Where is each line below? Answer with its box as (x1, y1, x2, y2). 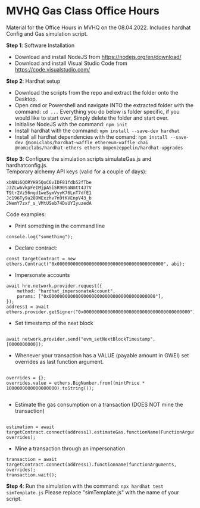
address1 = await (6, 304, 49, 310)
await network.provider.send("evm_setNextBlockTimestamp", (6, 336, 156, 342)
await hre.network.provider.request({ (6, 283, 102, 289)
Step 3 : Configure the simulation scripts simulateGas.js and (6, 155, 152, 162)
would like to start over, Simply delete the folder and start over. (14, 114, 169, 121)
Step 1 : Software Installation (6, 42, 75, 49)
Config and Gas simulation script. (6, 30, 88, 37)
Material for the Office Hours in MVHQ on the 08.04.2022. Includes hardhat (6, 24, 191, 31)
